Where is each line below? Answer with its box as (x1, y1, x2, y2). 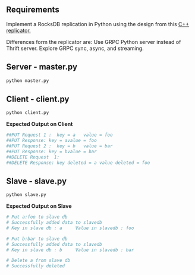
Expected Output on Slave (6, 203, 73, 210)
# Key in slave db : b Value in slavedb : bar (6, 246, 134, 253)
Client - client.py (6, 94, 70, 104)
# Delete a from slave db (6, 258, 70, 264)
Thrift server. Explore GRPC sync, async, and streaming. (6, 45, 144, 52)
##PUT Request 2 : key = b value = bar (6, 143, 113, 149)
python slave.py (6, 192, 46, 198)
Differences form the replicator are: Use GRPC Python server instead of (6, 38, 181, 45)
